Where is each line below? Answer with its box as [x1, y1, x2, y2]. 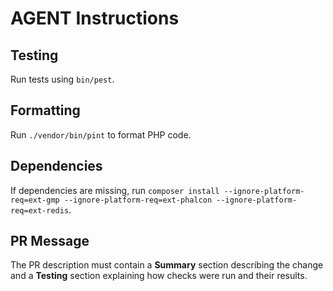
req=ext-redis [10, 205, 70, 216]
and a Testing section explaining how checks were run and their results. [10, 270, 308, 282]
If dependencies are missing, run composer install [10, 184, 220, 196]
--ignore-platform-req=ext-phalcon [63, 195, 213, 205]
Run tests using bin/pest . [10, 73, 115, 85]
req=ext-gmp [10, 195, 60, 205]
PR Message [10, 233, 90, 250]
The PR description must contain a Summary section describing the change [10, 259, 324, 271]
